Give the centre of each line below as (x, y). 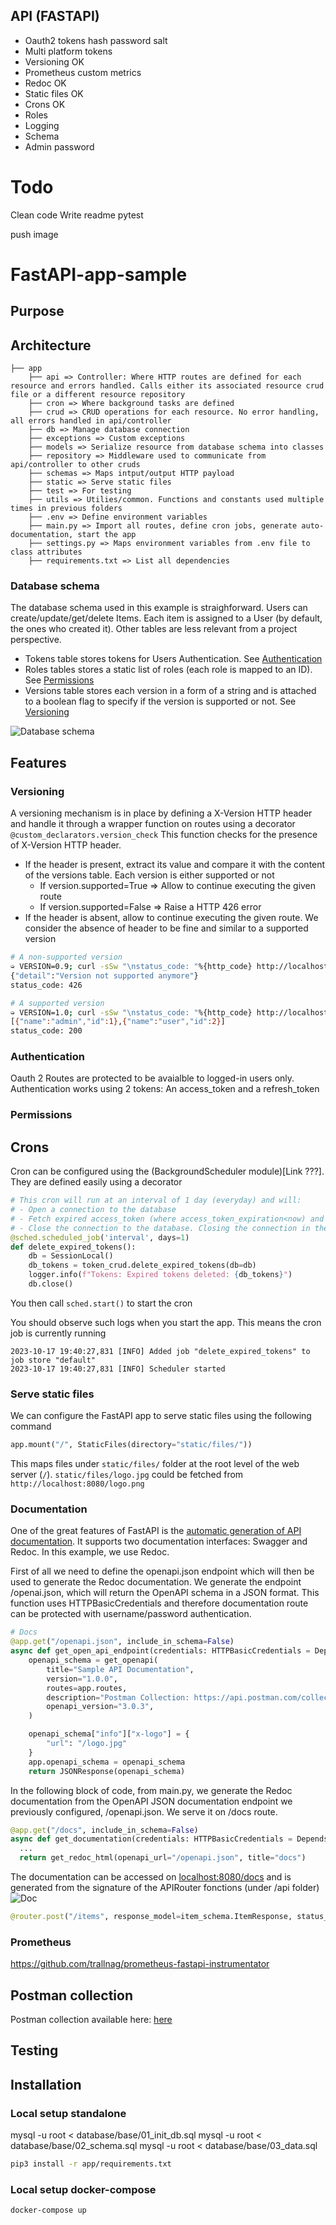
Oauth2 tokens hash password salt (96, 40)
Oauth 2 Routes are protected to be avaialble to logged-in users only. (152, 1078)
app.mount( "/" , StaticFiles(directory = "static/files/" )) (131, 1445)
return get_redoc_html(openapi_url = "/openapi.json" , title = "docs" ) (163, 1858)
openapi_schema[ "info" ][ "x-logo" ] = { (109, 1734)
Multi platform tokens (68, 51)
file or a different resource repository (98, 395)
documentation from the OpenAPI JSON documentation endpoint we (151, 1801)
